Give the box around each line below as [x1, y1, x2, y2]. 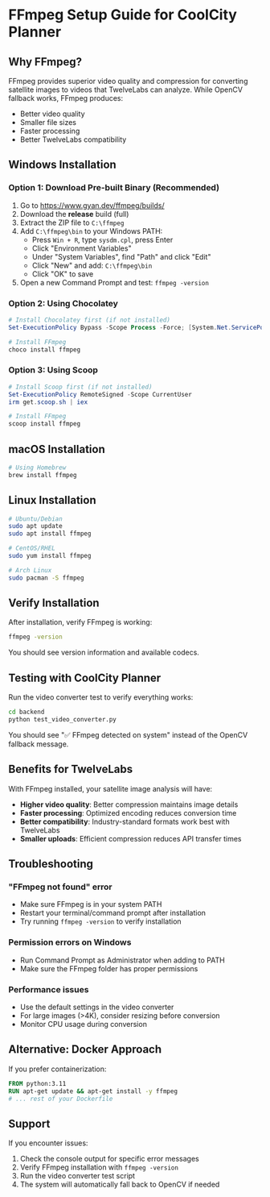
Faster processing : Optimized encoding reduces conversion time [19, 808, 237, 817]
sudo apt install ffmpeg [8, 530, 92, 538]
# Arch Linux [8, 566, 52, 574]
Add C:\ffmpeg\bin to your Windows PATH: [19, 226, 163, 235]
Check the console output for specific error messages [19, 1154, 199, 1164]
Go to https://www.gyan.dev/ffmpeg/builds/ [19, 200, 165, 210]
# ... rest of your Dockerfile [8, 1095, 113, 1103]
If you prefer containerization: [8, 1064, 107, 1074]
